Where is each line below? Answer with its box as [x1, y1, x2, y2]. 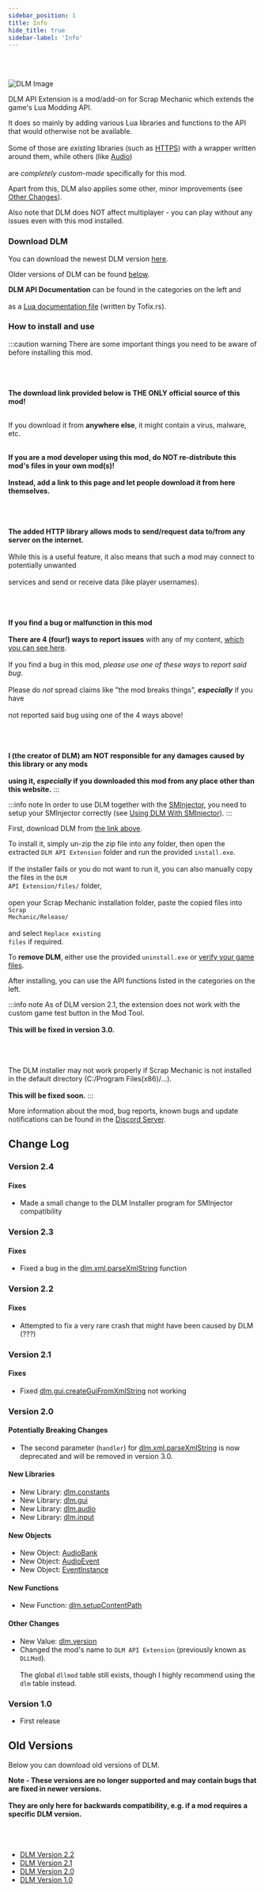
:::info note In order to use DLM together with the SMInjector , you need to [8, 800, 247, 809]
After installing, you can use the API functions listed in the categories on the [8, 975, 256, 986]
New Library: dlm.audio [19, 1504, 97, 1514]
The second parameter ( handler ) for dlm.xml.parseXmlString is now [19, 1442, 240, 1453]
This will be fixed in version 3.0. [8, 1024, 115, 1034]
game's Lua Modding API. [8, 103, 93, 112]
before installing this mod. [8, 348, 93, 357]
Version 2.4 [8, 1161, 55, 1172]
